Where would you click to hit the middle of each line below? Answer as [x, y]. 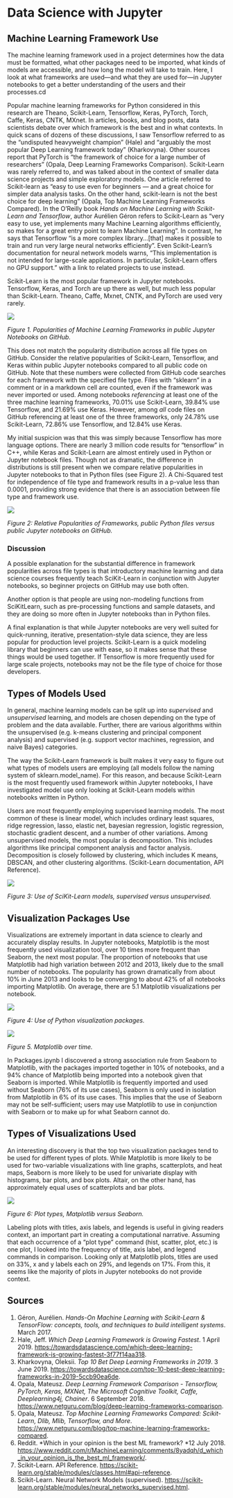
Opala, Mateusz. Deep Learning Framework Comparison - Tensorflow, [118, 1383]
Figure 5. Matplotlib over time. [50, 1047]
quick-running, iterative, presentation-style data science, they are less [107, 635]
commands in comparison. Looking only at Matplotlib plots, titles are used [113, 1256]
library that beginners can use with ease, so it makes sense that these [107, 650]
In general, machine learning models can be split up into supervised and [110, 710]
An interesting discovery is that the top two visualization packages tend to [113, 1150]
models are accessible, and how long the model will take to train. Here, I [110, 70]
